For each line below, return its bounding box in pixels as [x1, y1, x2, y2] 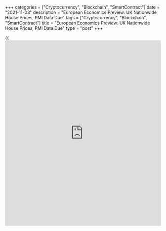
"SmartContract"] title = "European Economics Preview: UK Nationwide [5, 20, 150, 26]
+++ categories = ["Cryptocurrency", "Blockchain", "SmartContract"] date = [5, 4, 160, 10]
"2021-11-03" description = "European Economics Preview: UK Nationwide [5, 9, 157, 15]
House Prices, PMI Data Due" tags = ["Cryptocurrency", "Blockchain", [5, 15, 147, 20]
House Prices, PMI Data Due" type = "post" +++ [5, 25, 103, 31]
